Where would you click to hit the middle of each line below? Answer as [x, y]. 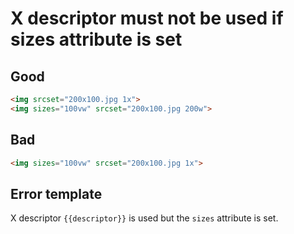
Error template [56, 193]
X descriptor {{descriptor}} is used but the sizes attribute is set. [144, 218]
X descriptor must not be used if [147, 18]
